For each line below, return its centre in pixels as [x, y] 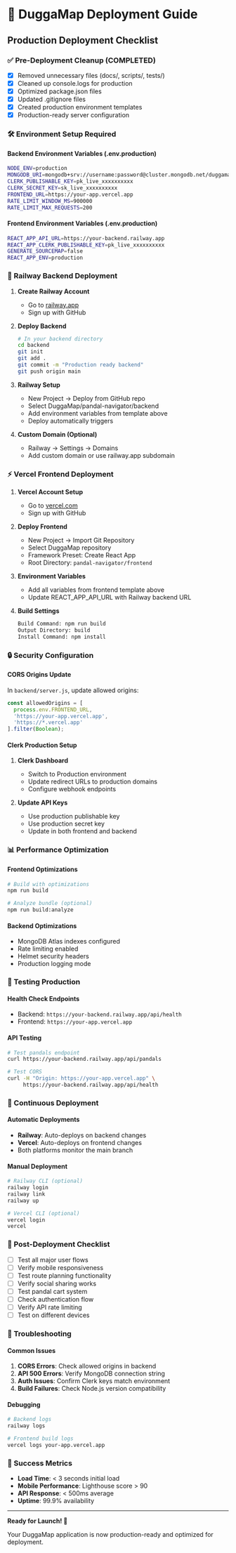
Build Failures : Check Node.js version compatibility [92, 1389]
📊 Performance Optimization [58, 850]
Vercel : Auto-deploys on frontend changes [80, 1143]
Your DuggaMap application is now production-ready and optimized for [111, 1535]
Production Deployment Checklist [83, 40]
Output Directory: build [54, 630]
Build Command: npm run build [62, 624]
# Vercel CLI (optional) [44, 1213]
